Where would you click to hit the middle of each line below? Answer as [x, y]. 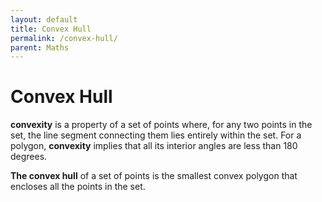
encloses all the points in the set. [78, 187]
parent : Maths [40, 47]
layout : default [44, 19]
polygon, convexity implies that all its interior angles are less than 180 [154, 146]
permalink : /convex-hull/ [64, 38]
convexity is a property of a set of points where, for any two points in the [161, 125]
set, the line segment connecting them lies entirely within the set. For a [156, 135]
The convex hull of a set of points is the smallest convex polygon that [154, 176]
